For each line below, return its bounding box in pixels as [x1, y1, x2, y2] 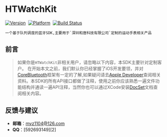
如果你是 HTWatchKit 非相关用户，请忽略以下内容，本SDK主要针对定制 [17, 59, 158, 65]
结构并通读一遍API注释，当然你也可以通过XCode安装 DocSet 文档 [21, 84, 154, 90]
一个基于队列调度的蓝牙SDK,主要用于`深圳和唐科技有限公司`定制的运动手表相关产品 [5, 30, 152, 35]
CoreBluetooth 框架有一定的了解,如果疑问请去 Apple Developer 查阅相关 [17, 71, 161, 77]
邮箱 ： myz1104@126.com [12, 120, 65, 126]
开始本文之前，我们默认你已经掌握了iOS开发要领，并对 [31, 66, 144, 71]
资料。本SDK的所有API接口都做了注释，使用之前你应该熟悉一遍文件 [17, 78, 156, 84]
